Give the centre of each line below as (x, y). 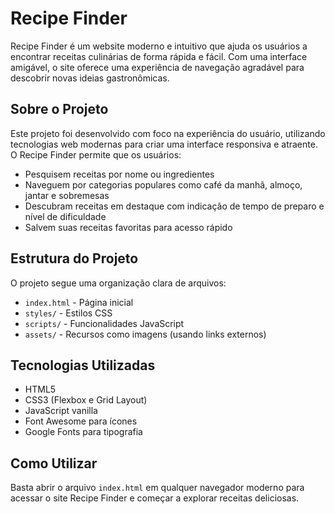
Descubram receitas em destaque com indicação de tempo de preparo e (174, 206)
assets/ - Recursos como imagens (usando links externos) (145, 334)
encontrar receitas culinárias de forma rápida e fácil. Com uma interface (159, 56)
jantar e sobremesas (67, 195)
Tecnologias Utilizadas (83, 365)
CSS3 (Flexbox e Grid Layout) (86, 400)
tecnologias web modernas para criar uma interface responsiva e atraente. (164, 144)
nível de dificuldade (65, 216)
